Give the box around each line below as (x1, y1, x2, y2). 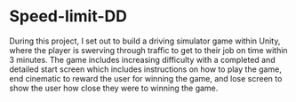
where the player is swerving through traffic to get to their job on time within (9, 44, 288, 55)
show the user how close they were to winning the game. (9, 82, 219, 93)
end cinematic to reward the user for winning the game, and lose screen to (9, 73, 283, 83)
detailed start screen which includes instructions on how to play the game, (9, 64, 282, 75)
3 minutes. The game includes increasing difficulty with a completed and (9, 54, 276, 65)
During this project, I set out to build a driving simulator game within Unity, (9, 35, 281, 46)
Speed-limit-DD (9, 6, 127, 27)
